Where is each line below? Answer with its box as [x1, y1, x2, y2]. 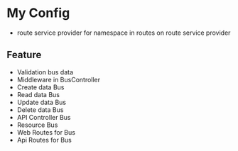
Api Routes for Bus [16, 135, 72, 144]
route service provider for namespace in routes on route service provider [16, 28, 231, 37]
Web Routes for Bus [16, 128, 76, 136]
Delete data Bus [16, 105, 64, 114]
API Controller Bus [16, 113, 71, 121]
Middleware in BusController [16, 75, 101, 84]
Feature [6, 49, 42, 61]
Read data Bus [16, 90, 60, 99]
